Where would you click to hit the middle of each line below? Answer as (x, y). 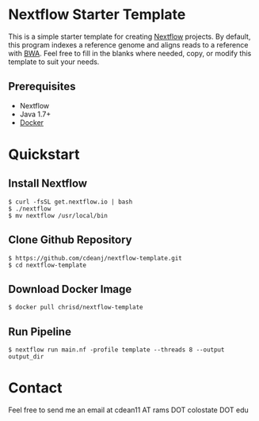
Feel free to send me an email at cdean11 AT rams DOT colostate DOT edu (129, 410)
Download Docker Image (70, 289)
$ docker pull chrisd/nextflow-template (76, 307)
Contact (35, 388)
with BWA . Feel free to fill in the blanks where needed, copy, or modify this (130, 53)
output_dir (26, 357)
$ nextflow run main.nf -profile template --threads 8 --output (116, 350)
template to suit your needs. (54, 62)
